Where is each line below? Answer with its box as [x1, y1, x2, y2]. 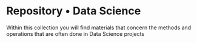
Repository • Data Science [6, 4, 141, 18]
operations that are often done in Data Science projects [6, 30, 145, 37]
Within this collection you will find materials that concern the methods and [6, 24, 192, 31]
